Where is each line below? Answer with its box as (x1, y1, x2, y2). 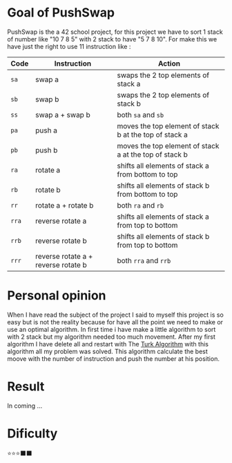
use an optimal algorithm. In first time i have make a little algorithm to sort (7, 325, 216, 333)
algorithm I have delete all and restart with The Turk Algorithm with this (7, 339, 209, 348)
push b (35, 145, 58, 155)
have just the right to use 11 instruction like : (7, 42, 131, 50)
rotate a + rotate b (35, 200, 94, 210)
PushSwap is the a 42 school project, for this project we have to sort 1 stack (7, 28, 223, 36)
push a (35, 126, 57, 135)
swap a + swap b (35, 110, 91, 119)
